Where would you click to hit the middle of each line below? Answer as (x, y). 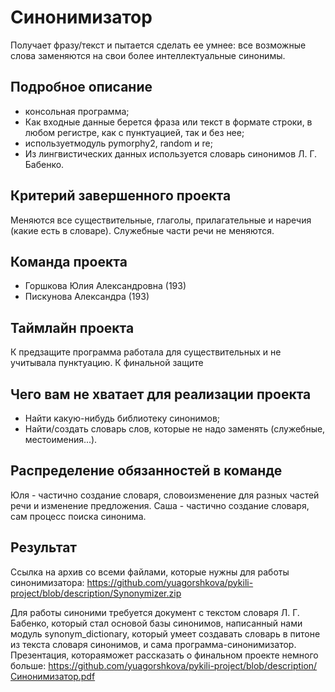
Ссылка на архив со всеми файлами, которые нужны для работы (150, 572)
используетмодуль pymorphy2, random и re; (118, 143)
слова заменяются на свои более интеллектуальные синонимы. (148, 55)
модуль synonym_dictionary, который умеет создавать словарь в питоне (165, 633)
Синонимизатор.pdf (53, 676)
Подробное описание (81, 87)
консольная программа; (77, 111)
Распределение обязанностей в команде (146, 471)
